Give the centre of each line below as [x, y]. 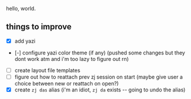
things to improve [39, 27]
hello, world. [21, 8]
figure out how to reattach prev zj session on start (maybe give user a [99, 77]
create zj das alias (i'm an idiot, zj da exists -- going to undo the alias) [100, 90]
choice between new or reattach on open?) [66, 83]
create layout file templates [47, 70]
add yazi [25, 41]
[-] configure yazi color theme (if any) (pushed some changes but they [100, 53]
